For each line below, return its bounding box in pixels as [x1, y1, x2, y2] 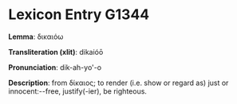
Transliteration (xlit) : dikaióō [8, 47, 104, 56]
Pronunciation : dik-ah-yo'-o [8, 62, 102, 72]
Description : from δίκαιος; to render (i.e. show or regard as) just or [8, 78, 229, 87]
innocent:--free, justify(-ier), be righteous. [8, 86, 148, 96]
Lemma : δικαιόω [8, 32, 64, 41]
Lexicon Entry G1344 [8, 6, 150, 24]
